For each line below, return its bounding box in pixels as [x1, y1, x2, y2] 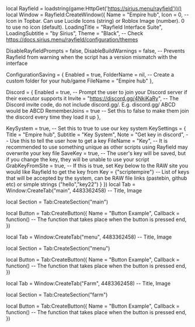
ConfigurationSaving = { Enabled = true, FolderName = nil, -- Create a [6, 71, 174, 78]
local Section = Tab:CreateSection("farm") [6, 291, 108, 298]
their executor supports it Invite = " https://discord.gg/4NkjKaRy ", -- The [6, 95, 179, 102]
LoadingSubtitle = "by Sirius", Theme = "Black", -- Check [6, 30, 144, 37]
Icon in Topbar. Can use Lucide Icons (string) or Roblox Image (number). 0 [6, 18, 185, 24]
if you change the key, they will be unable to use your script [6, 156, 149, 163]
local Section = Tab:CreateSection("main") [6, 198, 109, 205]
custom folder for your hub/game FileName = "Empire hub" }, [6, 77, 154, 84]
